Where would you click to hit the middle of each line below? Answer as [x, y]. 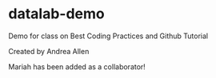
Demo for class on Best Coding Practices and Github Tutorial [108, 36]
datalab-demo [57, 14]
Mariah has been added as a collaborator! [77, 66]
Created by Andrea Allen [49, 51]
